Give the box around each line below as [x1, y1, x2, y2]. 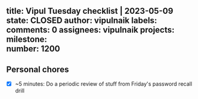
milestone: [6, 34, 47, 45]
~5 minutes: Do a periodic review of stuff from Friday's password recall [14, 80, 193, 88]
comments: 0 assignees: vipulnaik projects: [6, 25, 175, 35]
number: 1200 [6, 43, 60, 54]
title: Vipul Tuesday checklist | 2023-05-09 [6, 6, 174, 16]
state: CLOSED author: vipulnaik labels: [6, 16, 158, 26]
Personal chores [6, 64, 69, 74]
